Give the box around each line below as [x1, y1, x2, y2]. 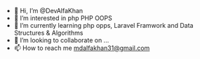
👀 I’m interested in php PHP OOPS [13, 14, 112, 22]
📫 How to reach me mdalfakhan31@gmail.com [13, 44, 150, 52]
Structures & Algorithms [13, 28, 84, 37]
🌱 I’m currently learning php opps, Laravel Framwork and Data [13, 22, 194, 29]
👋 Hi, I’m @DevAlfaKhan [13, 7, 84, 15]
